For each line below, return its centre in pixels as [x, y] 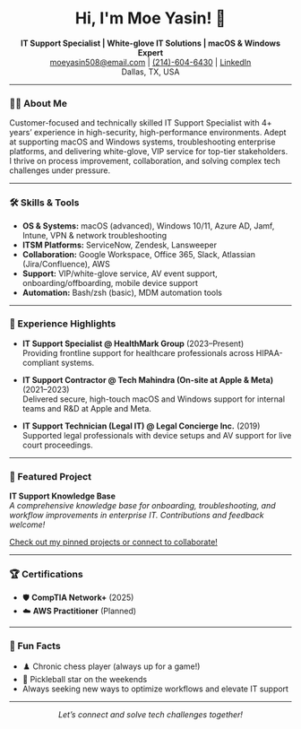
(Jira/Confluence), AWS [66, 264]
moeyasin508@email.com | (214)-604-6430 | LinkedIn [150, 62]
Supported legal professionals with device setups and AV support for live [157, 435]
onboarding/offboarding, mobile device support [110, 282]
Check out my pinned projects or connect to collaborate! [113, 542]
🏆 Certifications [46, 575]
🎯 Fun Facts [35, 647]
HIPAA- [270, 352]
